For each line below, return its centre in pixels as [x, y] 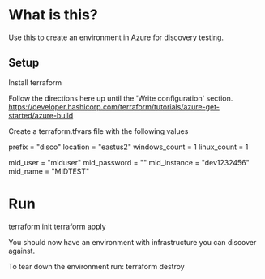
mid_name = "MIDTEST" [49, 171]
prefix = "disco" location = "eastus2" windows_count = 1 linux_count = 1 [128, 147]
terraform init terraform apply [58, 226]
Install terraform [35, 82]
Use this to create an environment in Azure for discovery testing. [116, 37]
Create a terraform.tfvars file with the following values [98, 131]
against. [21, 251]
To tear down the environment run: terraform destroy [96, 266]
